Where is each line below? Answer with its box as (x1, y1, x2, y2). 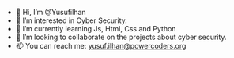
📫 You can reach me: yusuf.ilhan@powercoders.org (15, 42, 187, 50)
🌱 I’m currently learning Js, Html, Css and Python (15, 24, 176, 33)
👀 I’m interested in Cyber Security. (15, 16, 128, 25)
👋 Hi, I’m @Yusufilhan (15, 8, 86, 16)
